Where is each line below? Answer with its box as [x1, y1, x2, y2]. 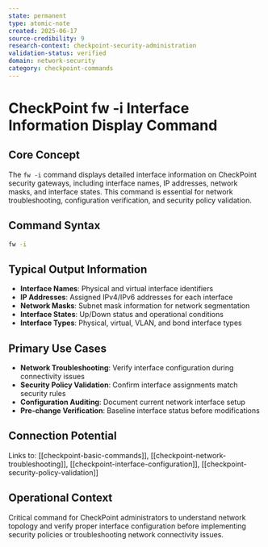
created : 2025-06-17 [8, 27, 78, 35]
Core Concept [8, 148, 81, 162]
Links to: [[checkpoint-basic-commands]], [8, 450, 149, 460]
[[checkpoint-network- [150, 450, 227, 460]
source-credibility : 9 [8, 34, 85, 43]
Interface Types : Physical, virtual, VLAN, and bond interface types [19, 318, 242, 328]
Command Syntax [8, 219, 101, 232]
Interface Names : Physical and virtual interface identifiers [19, 284, 214, 294]
